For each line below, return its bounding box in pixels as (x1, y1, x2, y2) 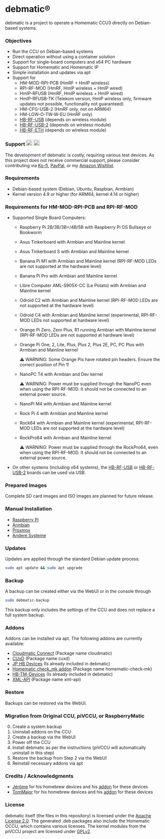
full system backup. (5, 612, 45, 618)
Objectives (5, 37, 32, 44)
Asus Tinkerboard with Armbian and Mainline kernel (19, 239, 125, 245)
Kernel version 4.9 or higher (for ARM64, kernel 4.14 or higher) (12, 191, 139, 197)
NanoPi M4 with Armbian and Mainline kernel (19, 401, 112, 407)
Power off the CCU (12, 739, 51, 745)
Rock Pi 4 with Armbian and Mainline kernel (19, 410, 108, 416)
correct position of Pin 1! (19, 362, 69, 368)
